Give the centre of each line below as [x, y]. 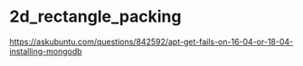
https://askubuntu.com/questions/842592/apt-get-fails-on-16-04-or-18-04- [151, 42]
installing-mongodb [46, 51]
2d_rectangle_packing [95, 17]
